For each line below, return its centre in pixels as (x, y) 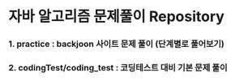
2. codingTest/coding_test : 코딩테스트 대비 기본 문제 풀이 (118, 68)
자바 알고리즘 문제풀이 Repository (117, 17)
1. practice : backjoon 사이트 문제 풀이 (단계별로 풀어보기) (117, 44)
